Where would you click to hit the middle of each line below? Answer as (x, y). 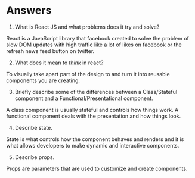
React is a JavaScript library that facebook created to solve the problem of (98, 38)
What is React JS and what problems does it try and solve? (87, 27)
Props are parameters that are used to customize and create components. (97, 168)
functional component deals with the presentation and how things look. (93, 116)
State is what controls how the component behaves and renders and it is (95, 139)
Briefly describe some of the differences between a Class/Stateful (96, 92)
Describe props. (35, 157)
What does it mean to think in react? (59, 63)
